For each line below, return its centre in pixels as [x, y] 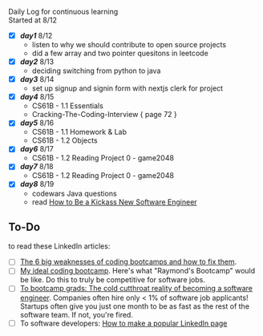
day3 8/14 [37, 79]
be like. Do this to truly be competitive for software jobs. [113, 280]
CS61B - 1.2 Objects [65, 140]
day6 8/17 [36, 149]
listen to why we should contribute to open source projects [129, 45]
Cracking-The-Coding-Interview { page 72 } [105, 115]
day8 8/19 [37, 184]
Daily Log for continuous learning [63, 12]
